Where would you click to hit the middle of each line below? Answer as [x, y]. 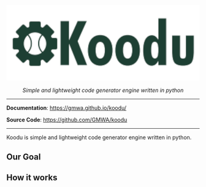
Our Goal [24, 157]
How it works [32, 177]
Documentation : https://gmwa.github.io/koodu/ [67, 108]
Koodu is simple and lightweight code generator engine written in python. [99, 137]
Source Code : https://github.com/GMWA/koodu [67, 120]
